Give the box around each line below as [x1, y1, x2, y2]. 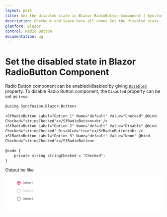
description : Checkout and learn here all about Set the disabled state [5, 18, 159, 23]
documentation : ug [5, 34, 43, 39]
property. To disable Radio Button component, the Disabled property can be [5, 88, 161, 94]
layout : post [5, 8, 32, 13]
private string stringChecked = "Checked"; [14, 153, 106, 158]
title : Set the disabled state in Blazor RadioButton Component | [5, 13, 146, 18]
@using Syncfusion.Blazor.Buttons [5, 104, 77, 108]
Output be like [5, 166, 34, 173]
